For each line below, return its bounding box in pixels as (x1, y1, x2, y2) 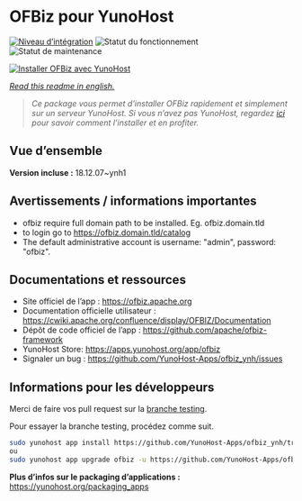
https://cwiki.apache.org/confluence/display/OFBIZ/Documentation (22, 315, 271, 326)
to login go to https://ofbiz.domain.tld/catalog (22, 227, 191, 238)
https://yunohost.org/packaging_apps (9, 480, 149, 492)
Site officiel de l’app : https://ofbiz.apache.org (22, 296, 192, 307)
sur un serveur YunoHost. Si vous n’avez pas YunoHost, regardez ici (31, 107, 286, 118)
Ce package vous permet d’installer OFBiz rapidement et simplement (31, 97, 288, 109)
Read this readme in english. (9, 80, 115, 91)
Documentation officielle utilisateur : (22, 305, 156, 316)
